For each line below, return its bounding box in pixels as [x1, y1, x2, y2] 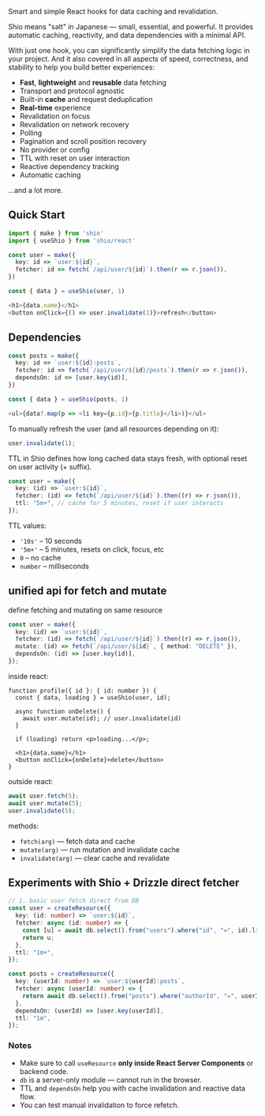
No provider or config [19, 145, 91, 154]
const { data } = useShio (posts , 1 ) [8, 395, 129, 403]
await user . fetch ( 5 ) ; [8, 792, 80, 800]
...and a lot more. [8, 186, 63, 194]
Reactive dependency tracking [19, 162, 120, 171]
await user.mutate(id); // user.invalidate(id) [22, 714, 181, 722]
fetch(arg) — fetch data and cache [19, 836, 136, 846]
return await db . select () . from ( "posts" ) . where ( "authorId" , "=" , [22, 992, 238, 1000]
